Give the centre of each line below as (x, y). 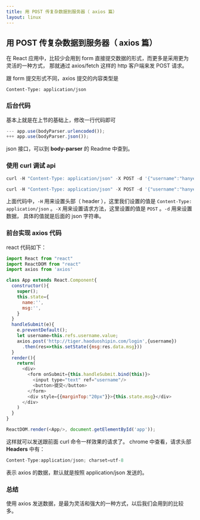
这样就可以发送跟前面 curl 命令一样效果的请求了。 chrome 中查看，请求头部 (99, 441)
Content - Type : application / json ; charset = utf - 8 (65, 460)
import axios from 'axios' (40, 270)
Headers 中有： (26, 449)
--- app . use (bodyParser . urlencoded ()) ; (56, 131)
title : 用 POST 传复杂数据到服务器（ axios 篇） (62, 12)
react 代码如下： (26, 247)
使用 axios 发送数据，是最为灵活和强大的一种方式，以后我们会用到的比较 (95, 503)
